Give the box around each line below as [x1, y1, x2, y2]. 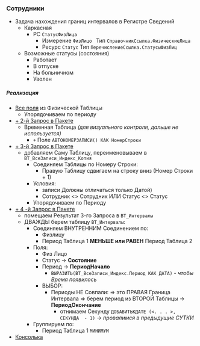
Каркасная [23, 24, 52, 31]
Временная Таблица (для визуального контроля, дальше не [23, 123, 179, 131]
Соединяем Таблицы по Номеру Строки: [33, 161, 139, 168]
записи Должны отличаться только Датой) [42, 187, 152, 194]
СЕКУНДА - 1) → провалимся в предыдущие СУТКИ [60, 314, 194, 321]
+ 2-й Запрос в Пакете [14, 117, 73, 125]
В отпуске [33, 63, 59, 70]
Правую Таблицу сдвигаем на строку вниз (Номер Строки [42, 167, 193, 175]
